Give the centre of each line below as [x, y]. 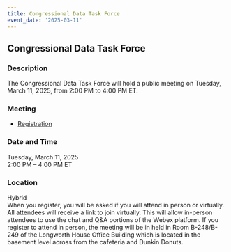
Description [28, 68]
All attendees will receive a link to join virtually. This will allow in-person [110, 212]
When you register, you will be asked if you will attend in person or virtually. [116, 205]
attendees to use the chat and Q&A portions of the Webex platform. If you [113, 220]
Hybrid [17, 198]
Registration [35, 124]
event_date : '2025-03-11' [45, 20]
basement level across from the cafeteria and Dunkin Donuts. [95, 242]
